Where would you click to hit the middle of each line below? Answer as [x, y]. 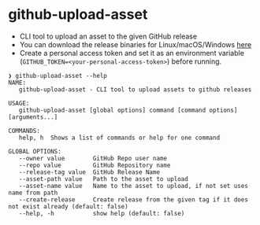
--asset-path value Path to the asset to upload [104, 179]
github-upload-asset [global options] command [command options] [128, 110]
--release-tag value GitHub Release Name [89, 172]
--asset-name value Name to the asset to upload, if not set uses [133, 186]
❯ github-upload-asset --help [58, 76]
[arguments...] [33, 117]
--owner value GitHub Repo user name [93, 158]
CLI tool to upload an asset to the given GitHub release [108, 36]
